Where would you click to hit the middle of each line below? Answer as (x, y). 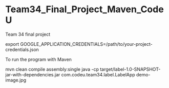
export (12, 44)
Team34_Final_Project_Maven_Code (84, 9)
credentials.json (22, 49)
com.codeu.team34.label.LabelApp (98, 74)
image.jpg (16, 80)
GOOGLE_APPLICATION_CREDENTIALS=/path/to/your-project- (86, 44)
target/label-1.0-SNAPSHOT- (130, 69)
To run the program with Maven (38, 59)
